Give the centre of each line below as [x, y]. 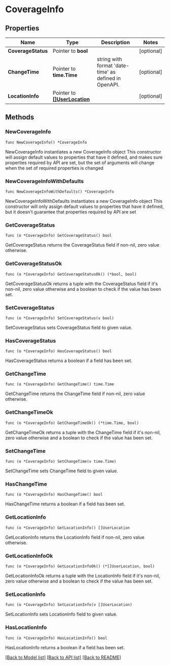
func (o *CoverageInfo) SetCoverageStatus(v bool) [60, 318]
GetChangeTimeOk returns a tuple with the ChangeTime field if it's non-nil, [83, 432]
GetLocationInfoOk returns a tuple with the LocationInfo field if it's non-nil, [83, 576]
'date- [121, 66]
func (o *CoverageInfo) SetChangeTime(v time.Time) [61, 462]
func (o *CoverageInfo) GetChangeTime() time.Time [60, 384]
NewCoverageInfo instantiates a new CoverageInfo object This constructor [83, 152]
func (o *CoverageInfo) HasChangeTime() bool [54, 495]
